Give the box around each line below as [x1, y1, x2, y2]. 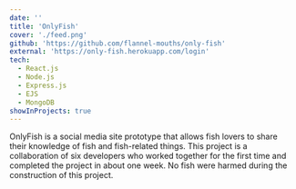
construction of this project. [9, 170, 114, 181]
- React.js [17, 65, 59, 74]
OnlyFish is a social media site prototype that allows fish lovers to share [9, 131, 278, 142]
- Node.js [17, 73, 55, 82]
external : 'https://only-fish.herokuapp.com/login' [9, 47, 209, 56]
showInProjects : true [9, 106, 92, 115]
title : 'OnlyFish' [9, 22, 79, 31]
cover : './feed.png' [9, 30, 88, 39]
